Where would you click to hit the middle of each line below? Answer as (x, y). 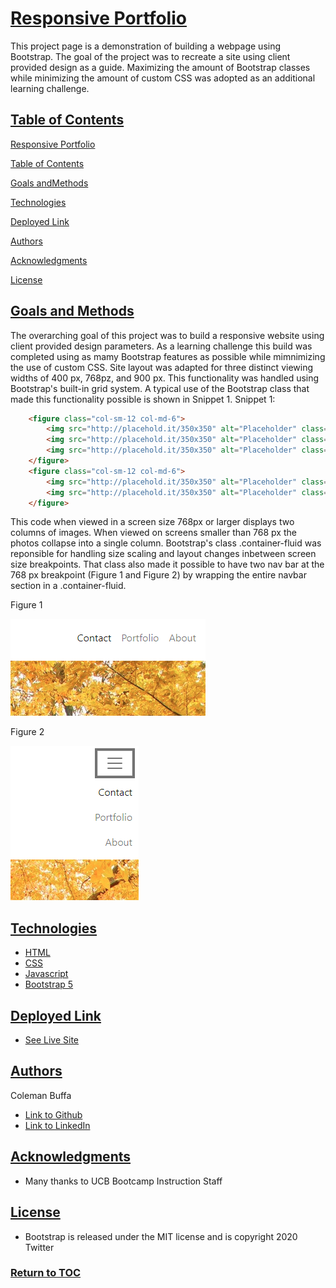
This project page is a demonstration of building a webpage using (146, 46)
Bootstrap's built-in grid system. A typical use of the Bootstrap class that (160, 388)
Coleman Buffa (41, 1095)
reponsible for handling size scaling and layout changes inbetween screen (163, 554)
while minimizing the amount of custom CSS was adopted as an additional (163, 78)
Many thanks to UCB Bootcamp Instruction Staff (123, 1181)
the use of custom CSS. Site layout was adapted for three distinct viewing (161, 367)
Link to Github (53, 1114)
